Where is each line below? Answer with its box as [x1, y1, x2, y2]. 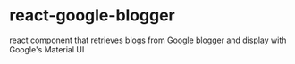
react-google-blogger [9, 5, 176, 26]
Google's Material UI [9, 44, 85, 54]
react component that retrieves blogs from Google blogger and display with [9, 35, 287, 45]
